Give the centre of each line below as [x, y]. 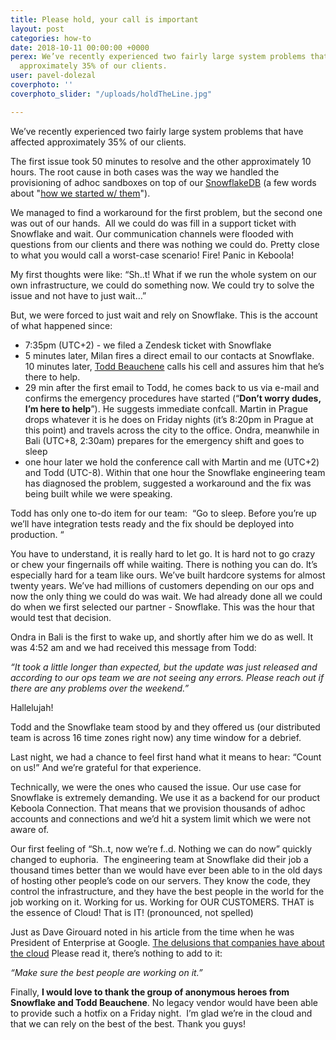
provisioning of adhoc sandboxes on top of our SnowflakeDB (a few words [163, 182]
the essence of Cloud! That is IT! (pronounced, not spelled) [132, 912]
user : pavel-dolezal [53, 76]
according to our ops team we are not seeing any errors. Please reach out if [167, 677]
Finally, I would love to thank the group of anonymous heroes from [150, 992]
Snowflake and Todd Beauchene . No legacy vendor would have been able [164, 1002]
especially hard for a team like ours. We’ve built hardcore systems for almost [168, 575]
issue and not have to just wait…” [78, 295]
